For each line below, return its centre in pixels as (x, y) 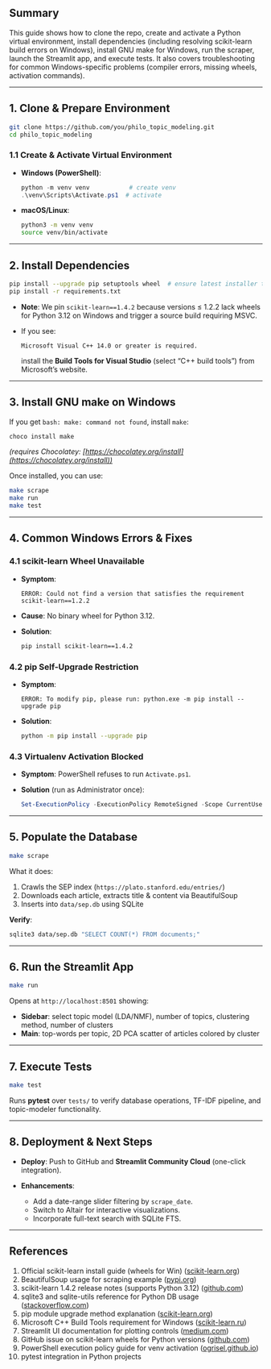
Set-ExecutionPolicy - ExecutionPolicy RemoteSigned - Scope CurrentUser (143, 805)
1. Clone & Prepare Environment (90, 108)
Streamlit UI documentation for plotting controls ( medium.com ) (125, 1330)
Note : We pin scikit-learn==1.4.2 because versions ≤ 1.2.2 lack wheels (140, 306)
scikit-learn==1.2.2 (55, 601)
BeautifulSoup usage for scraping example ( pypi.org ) (109, 1279)
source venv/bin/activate (64, 233)
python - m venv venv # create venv (98, 187)
